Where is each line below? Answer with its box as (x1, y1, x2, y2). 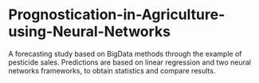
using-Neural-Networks (8, 22, 171, 41)
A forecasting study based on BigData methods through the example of (8, 49, 242, 58)
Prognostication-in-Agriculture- (8, 6, 226, 24)
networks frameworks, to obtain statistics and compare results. (8, 65, 216, 75)
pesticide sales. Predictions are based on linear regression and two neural (8, 57, 251, 67)
